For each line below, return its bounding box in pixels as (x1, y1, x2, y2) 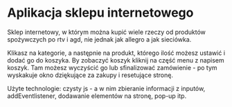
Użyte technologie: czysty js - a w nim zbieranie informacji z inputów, (7, 84, 206, 92)
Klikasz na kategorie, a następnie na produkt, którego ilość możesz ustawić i (7, 49, 226, 57)
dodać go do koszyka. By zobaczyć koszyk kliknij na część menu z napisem (7, 56, 224, 64)
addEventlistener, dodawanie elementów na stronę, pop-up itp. (7, 92, 187, 100)
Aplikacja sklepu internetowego (7, 5, 194, 21)
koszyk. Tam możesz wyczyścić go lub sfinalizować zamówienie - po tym (7, 63, 217, 72)
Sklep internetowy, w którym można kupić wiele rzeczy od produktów (7, 28, 206, 36)
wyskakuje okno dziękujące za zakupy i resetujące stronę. (7, 71, 173, 79)
